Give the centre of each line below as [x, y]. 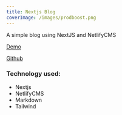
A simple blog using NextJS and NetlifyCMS [61, 34]
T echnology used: [33, 74]
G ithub [15, 58]
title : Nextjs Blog [31, 12]
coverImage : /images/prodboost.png [51, 18]
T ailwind [25, 106]
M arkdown [29, 100]
